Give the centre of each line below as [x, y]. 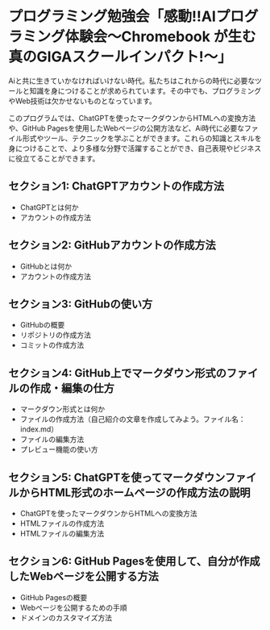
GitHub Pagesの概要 [54, 597]
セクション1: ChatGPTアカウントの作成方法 [116, 186]
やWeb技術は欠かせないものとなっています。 [83, 101]
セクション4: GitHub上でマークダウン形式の [118, 373]
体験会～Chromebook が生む [160, 37]
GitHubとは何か [46, 266]
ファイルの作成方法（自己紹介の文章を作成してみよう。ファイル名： [133, 419]
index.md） [39, 429]
